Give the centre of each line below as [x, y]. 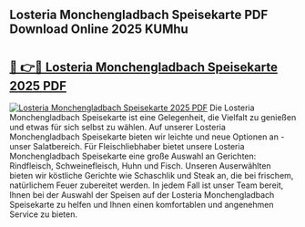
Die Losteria [232, 108]
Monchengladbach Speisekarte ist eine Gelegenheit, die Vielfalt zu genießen [153, 117]
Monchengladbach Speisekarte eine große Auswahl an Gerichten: [133, 156]
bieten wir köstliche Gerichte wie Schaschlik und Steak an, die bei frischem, [152, 175]
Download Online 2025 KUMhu [99, 30]
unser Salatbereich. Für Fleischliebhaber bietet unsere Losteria [127, 146]
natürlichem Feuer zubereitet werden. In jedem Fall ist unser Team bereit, [147, 185]
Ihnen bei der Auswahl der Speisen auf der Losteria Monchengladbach [142, 195]
